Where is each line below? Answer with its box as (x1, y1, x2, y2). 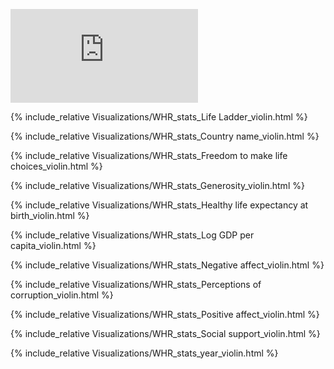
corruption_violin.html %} (10, 289, 114, 301)
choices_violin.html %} (10, 160, 103, 172)
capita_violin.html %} (10, 240, 97, 251)
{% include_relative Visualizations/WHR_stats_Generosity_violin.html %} (10, 180, 305, 191)
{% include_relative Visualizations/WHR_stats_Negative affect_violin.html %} (10, 259, 325, 271)
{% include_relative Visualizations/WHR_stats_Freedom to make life (10, 150, 288, 161)
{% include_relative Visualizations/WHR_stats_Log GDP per (10, 229, 255, 241)
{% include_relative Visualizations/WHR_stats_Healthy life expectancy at (10, 199, 309, 211)
